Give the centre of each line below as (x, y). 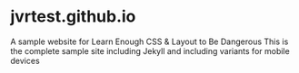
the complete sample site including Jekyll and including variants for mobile (150, 50)
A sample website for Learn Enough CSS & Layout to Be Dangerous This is (149, 41)
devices (25, 60)
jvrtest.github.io (73, 17)
